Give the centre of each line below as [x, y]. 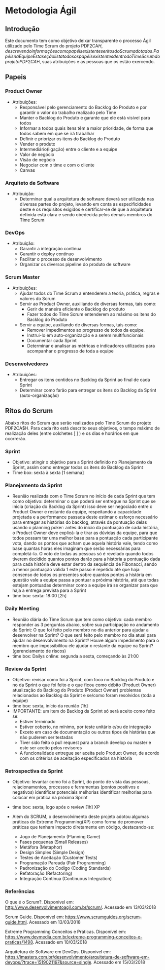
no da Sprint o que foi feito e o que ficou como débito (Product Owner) [84, 685]
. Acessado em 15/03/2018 [118, 962]
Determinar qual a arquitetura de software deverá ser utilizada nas [87, 199]
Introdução [22, 29]
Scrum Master [23, 277]
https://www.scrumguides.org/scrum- [103, 917]
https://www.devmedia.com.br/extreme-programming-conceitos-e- [74, 937]
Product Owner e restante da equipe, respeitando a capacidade [77, 512]
